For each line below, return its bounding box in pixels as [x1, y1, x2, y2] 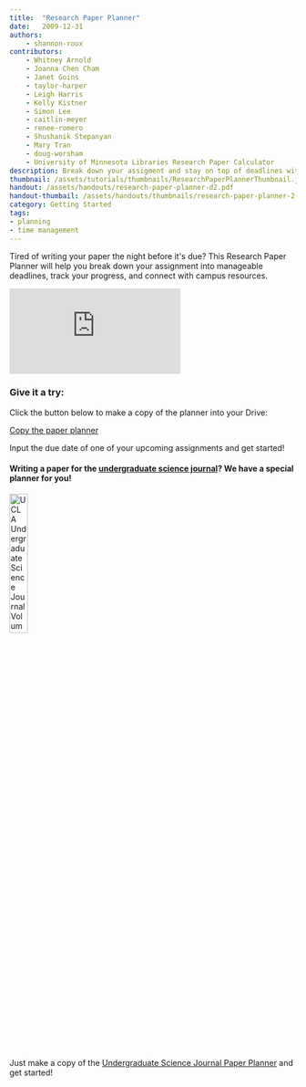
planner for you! [9, 473, 72, 484]
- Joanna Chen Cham [25, 65, 100, 74]
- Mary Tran [25, 141, 71, 150]
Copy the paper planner [9, 424, 98, 435]
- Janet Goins [25, 73, 79, 82]
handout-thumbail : [9, 192, 79, 201]
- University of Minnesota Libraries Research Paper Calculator [25, 157, 275, 167]
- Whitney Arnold [25, 56, 92, 65]
